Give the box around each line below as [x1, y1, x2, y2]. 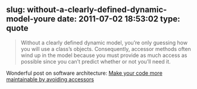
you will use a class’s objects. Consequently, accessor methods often [20, 45, 192, 52]
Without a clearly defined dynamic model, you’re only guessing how [20, 39, 188, 46]
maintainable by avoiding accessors [6, 75, 94, 82]
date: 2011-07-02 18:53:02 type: [57, 14, 180, 24]
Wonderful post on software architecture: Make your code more [6, 69, 162, 77]
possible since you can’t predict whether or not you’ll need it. [20, 58, 171, 65]
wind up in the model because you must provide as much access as [20, 52, 187, 59]
